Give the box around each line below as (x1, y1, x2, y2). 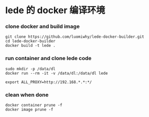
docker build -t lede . (5, 43, 56, 48)
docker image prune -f (5, 107, 53, 112)
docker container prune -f (5, 103, 63, 108)
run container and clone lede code (5, 55, 92, 62)
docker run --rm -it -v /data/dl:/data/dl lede (5, 71, 108, 76)
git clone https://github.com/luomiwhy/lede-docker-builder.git (5, 34, 144, 39)
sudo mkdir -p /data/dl (5, 66, 56, 71)
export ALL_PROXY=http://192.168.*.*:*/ (5, 79, 93, 85)
